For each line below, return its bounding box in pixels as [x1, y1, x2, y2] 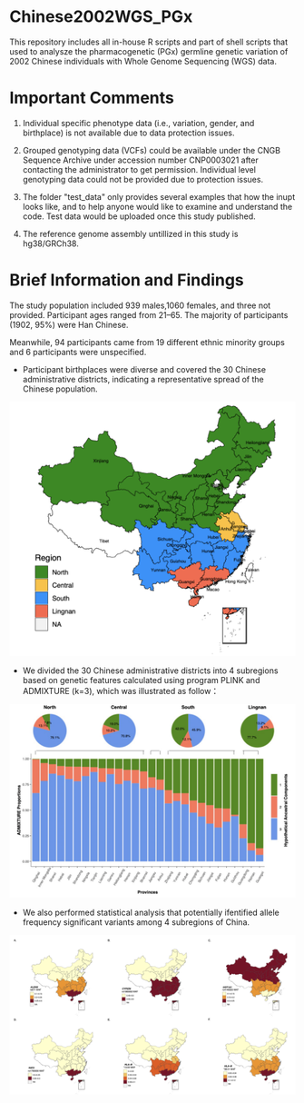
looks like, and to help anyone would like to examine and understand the [22, 201, 293, 212]
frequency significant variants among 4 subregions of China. [22, 917, 250, 928]
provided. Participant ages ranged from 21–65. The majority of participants [9, 309, 289, 320]
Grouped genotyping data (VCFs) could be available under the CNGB [22, 144, 281, 155]
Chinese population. [22, 383, 98, 394]
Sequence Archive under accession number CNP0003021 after [22, 154, 259, 165]
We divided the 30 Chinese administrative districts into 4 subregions [22, 665, 279, 676]
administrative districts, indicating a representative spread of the [22, 373, 265, 384]
